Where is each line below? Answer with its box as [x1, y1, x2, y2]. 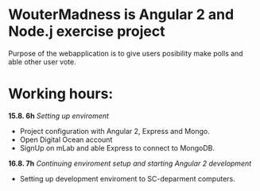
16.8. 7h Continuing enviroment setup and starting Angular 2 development [8, 159, 252, 168]
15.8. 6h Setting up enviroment [8, 111, 110, 120]
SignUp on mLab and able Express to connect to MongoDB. [19, 143, 215, 152]
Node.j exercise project [8, 22, 165, 40]
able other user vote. [8, 57, 77, 67]
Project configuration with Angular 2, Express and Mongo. [19, 126, 210, 136]
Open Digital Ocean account [19, 135, 113, 144]
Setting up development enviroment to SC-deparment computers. [19, 174, 236, 183]
